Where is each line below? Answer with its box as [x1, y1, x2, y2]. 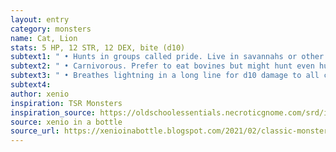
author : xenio [10, 89, 70, 99]
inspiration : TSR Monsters [10, 98, 123, 108]
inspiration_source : [10, 107, 97, 118]
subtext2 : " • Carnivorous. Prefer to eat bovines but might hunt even [10, 61, 315, 71]
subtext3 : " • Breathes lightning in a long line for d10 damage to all [10, 71, 320, 81]
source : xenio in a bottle [10, 117, 123, 127]
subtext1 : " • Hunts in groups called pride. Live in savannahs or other [10, 52, 325, 62]
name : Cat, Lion [10, 33, 78, 43]
